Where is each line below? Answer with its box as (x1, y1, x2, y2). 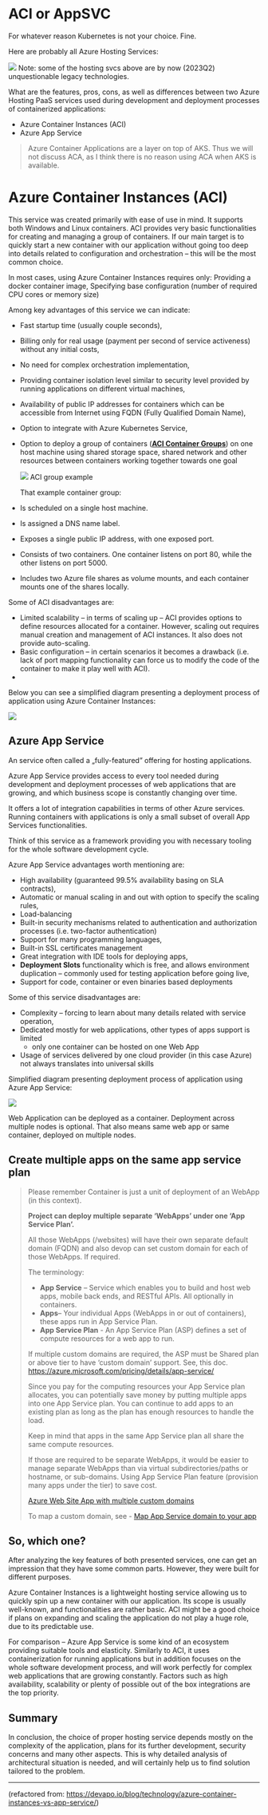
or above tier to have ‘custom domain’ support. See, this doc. (27, 1358, 229, 1367)
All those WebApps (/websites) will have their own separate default (27, 1235, 249, 1244)
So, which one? (8, 1534, 86, 1548)
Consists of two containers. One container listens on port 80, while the (19, 549, 253, 559)
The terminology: (27, 1267, 85, 1277)
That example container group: (19, 488, 122, 497)
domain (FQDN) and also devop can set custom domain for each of (27, 1243, 249, 1253)
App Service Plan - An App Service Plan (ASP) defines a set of (39, 1325, 247, 1335)
